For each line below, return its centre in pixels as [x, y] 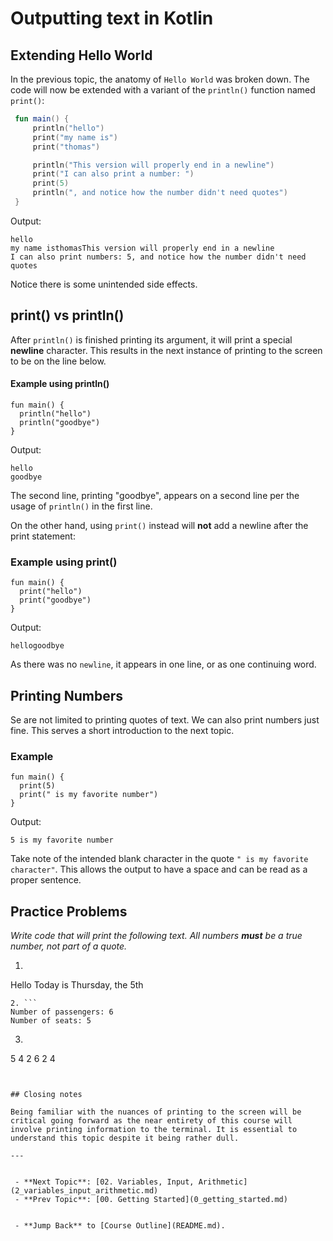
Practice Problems [69, 911]
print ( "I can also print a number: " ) [113, 174]
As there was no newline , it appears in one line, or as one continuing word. [163, 664]
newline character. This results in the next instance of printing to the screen [166, 350]
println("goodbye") [60, 422]
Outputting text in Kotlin [112, 18]
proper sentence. [46, 880]
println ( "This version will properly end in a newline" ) [153, 165]
